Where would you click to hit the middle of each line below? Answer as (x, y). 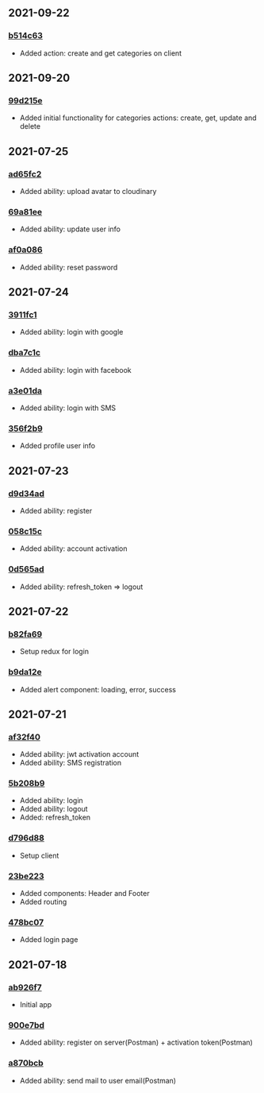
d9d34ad (27, 494)
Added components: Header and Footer (84, 893)
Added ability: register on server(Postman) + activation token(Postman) (136, 1043)
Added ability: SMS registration (71, 763)
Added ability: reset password (69, 267)
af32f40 (25, 737)
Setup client (39, 855)
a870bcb (26, 1063)
